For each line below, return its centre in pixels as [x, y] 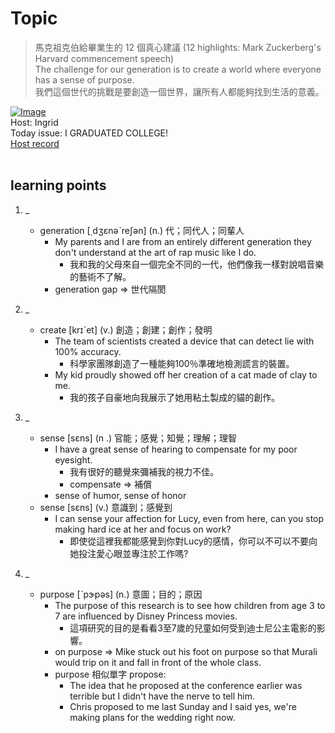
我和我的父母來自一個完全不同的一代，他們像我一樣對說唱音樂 [197, 264]
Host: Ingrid [34, 122]
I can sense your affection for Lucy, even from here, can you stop [189, 518]
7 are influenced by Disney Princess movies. [146, 616]
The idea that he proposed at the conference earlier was [186, 685]
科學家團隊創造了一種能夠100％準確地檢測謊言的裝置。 [182, 363]
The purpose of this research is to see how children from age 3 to [190, 605]
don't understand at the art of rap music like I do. [155, 252]
